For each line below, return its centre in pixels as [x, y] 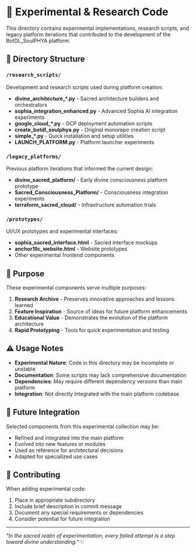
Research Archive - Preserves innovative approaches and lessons [94, 299]
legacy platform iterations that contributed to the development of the [88, 34]
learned [24, 305]
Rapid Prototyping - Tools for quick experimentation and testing [92, 330]
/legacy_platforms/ [34, 157]
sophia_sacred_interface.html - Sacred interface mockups [86, 243]
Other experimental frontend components [64, 255]
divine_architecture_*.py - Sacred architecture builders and [87, 98]
